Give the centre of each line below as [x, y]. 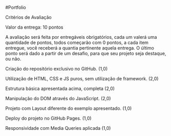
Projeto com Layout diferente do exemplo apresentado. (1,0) [69, 108]
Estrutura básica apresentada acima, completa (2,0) [60, 88]
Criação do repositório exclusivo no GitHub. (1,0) [57, 69]
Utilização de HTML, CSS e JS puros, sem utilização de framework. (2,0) [82, 78]
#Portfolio [16, 7]
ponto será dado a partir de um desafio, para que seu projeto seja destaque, [86, 53]
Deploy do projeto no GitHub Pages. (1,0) [48, 118]
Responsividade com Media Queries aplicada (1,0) [58, 128]
